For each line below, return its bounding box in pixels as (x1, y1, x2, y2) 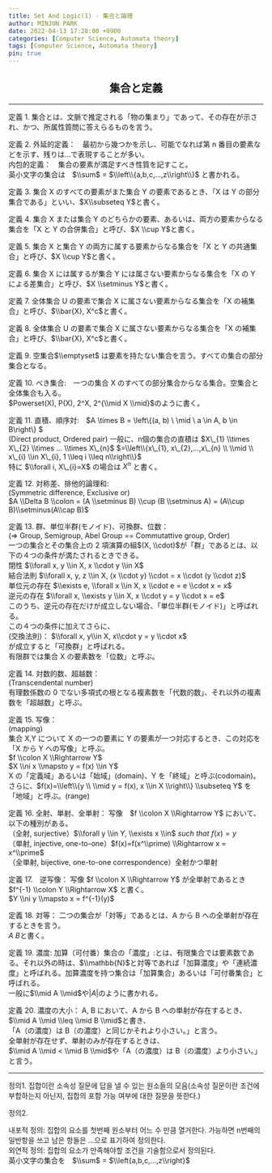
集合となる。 (8, 361, 51, 371)
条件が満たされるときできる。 (43, 551, 143, 561)
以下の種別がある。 (8, 819, 73, 828)
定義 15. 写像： (8, 715, 57, 725)
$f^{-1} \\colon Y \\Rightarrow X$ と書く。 (8, 885, 148, 895)
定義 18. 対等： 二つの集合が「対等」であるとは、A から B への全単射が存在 (8, 911, 259, 921)
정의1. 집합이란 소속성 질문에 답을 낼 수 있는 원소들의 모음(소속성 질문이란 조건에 (8, 1081, 261, 1090)
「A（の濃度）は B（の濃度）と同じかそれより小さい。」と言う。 (8, 1026, 222, 1035)
